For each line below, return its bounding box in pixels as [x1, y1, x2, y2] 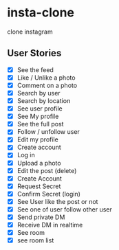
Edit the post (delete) [17, 166, 77, 174]
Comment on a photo [17, 81, 78, 89]
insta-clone [7, 5, 74, 21]
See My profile [17, 112, 59, 121]
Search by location [17, 97, 71, 104]
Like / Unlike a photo [17, 73, 76, 82]
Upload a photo [17, 159, 61, 167]
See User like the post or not [17, 197, 98, 205]
